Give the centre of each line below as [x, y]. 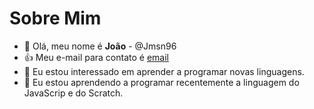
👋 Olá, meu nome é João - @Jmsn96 [100, 46]
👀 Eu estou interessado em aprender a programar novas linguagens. [164, 71]
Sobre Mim [55, 18]
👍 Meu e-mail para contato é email [96, 57]
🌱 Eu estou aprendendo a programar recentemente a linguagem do [161, 82]
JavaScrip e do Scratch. [73, 93]
